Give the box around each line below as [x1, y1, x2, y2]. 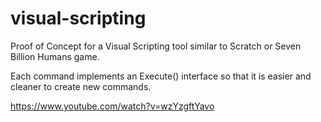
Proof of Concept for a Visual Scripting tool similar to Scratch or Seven [10, 40, 302, 52]
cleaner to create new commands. [10, 80, 152, 92]
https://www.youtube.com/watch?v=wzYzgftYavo [10, 100, 215, 112]
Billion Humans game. [10, 50, 100, 62]
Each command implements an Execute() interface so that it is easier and [10, 70, 312, 82]
